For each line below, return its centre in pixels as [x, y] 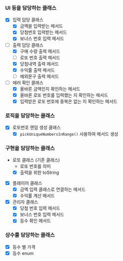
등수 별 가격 [24, 247]
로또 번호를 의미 [35, 166]
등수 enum [23, 253]
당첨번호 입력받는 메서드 [43, 32]
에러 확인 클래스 [28, 82]
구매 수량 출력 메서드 [40, 51]
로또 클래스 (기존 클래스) [36, 160]
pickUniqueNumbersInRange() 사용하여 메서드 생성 [69, 134]
